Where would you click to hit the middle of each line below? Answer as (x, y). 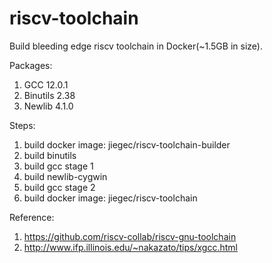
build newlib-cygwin (65, 176)
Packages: (31, 65)
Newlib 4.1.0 (48, 106)
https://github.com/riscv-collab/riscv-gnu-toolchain (130, 236)
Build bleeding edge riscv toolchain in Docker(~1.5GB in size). (136, 46)
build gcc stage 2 (59, 187)
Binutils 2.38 (49, 95)
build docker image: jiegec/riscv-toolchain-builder (127, 144)
